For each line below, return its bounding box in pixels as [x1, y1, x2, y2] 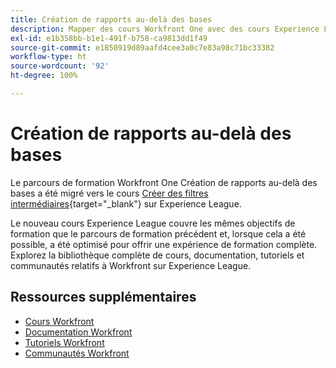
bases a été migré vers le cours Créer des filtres [10, 187, 209, 199]
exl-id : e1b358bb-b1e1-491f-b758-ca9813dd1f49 [10, 33, 208, 43]
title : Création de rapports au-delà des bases [10, 14, 213, 25]
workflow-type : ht [10, 52, 87, 62]
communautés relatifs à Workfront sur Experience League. [10, 259, 252, 271]
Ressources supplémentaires [10, 289, 197, 306]
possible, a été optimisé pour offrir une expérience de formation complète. [10, 238, 318, 250]
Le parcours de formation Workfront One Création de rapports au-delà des [10, 176, 318, 188]
